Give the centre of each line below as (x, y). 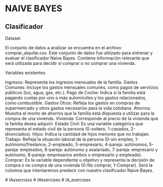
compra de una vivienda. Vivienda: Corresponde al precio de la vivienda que (82, 118)
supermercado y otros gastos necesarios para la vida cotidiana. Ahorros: (78, 108)
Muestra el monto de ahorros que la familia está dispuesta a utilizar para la (80, 113)
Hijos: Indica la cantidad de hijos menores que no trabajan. (91, 134)
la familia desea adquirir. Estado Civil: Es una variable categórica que (74, 124)
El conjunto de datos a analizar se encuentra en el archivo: (64, 48)
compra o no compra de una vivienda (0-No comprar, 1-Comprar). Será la (79, 165)
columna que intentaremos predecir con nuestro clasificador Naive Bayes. (79, 170)
